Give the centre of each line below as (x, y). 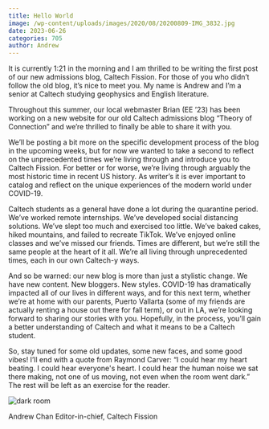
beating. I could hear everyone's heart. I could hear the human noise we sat (133, 368)
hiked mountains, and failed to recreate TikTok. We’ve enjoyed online (122, 235)
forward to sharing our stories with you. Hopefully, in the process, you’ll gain (135, 319)
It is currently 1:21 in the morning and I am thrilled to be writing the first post (133, 68)
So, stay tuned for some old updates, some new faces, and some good (125, 351)
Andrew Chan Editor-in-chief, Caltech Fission (83, 417)
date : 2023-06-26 (37, 31)
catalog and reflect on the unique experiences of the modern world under (130, 185)
